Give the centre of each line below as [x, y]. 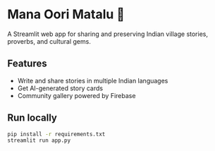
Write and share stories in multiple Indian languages [93, 80]
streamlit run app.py [39, 140]
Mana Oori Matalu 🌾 [66, 14]
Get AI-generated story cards [60, 88]
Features [27, 64]
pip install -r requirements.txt [56, 134]
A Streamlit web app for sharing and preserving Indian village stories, [108, 34]
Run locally [32, 118]
